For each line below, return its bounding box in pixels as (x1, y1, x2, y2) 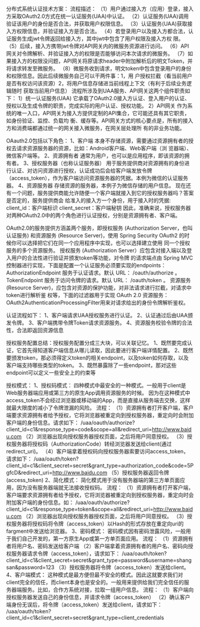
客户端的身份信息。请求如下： (6, 419, 79, 426)
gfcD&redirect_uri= (6, 469, 53, 476)
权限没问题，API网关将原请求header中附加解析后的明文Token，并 (32, 57, 193, 64)
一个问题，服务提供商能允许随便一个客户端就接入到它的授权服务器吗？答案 (11, 190, 194, 196)
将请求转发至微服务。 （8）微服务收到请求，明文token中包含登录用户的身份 (6, 65, 192, 72)
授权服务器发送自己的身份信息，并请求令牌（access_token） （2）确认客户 (6, 594, 190, 601)
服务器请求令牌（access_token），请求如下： (11, 550, 121, 557)
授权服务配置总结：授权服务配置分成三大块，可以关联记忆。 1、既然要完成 (6, 339, 187, 346)
